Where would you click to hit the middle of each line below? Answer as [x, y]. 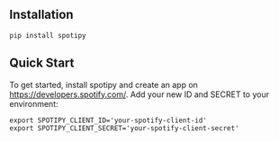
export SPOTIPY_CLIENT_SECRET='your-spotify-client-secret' [125, 128]
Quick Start [42, 63]
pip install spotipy [48, 35]
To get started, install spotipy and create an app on [103, 84]
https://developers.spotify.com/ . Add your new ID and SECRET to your [139, 94]
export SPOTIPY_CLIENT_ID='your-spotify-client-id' [108, 120]
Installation [41, 15]
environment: [34, 103]
